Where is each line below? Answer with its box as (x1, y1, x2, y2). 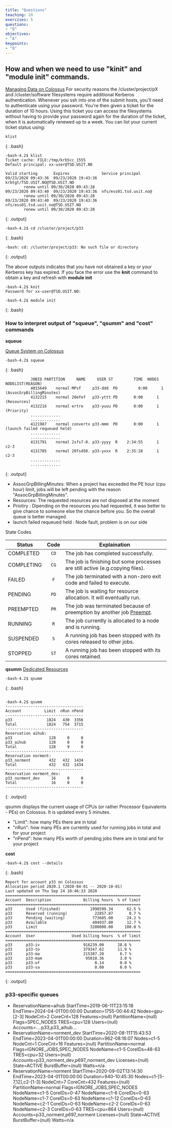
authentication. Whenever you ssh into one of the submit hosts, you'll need (5, 97, 163, 103)
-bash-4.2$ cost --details (5, 860, 63, 865)
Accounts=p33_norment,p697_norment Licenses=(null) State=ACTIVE (12, 1112, 160, 1118)
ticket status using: (5, 124, 46, 131)
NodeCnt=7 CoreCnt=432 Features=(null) (41, 1079, 130, 1085)
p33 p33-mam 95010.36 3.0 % (5, 956, 132, 961)
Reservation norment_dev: (5, 771, 60, 776)
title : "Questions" (5, 7, 47, 13)
